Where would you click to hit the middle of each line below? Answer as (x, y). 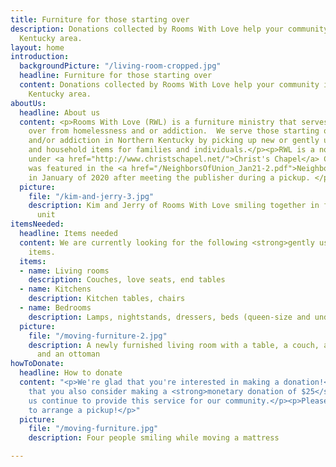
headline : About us (60, 112)
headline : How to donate (71, 373)
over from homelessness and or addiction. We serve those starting (174, 131)
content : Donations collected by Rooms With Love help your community (169, 85)
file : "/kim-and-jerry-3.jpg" (91, 196)
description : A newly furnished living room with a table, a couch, (174, 345)
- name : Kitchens (55, 289)
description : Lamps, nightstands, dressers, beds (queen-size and (169, 317)
